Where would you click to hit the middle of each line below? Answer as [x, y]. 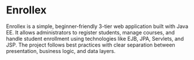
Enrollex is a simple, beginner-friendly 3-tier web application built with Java [97, 26]
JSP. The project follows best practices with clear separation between [91, 45]
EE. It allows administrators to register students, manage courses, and [90, 32]
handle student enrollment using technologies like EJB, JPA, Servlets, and [95, 38]
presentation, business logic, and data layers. [61, 51]
